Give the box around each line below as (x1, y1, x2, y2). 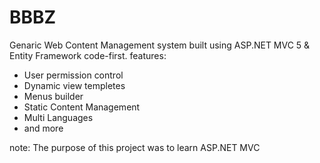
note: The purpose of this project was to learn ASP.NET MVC (9, 141, 261, 153)
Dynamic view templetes (23, 79, 126, 91)
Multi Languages (23, 111, 94, 123)
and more (23, 122, 64, 134)
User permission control (23, 69, 124, 81)
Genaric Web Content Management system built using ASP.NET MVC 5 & (9, 39, 311, 51)
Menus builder (23, 90, 84, 102)
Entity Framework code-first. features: (9, 49, 167, 61)
